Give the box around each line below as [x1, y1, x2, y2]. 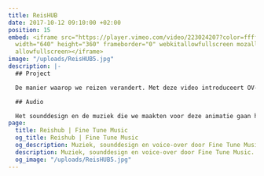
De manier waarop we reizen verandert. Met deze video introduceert [15, 84, 244, 92]
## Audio [15, 98, 44, 106]
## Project [15, 70, 51, 77]
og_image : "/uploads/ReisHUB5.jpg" [15, 156, 132, 163]
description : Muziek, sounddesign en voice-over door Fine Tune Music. [15, 148, 255, 156]
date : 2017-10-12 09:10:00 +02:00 [8, 19, 122, 27]
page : [8, 119, 26, 128]
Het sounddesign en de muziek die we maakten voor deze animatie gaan [15, 112, 251, 120]
